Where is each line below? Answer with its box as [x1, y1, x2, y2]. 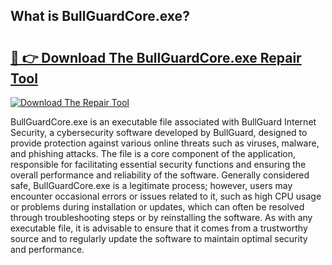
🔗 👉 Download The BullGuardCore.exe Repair [10, 49, 302, 66]
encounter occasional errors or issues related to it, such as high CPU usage [10, 190, 322, 202]
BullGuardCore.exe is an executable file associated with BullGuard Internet [10, 116, 317, 128]
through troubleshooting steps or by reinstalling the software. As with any [10, 212, 313, 223]
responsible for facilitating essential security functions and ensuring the [10, 159, 307, 170]
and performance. [10, 244, 85, 255]
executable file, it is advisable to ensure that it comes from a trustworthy [10, 222, 308, 234]
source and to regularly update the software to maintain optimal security [10, 233, 308, 244]
